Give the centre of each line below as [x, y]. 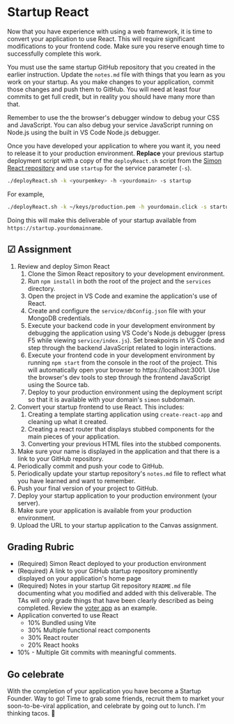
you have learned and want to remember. [76, 480]
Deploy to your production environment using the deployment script [125, 392]
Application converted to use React [68, 615]
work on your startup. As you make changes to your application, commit [111, 81]
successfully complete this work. [55, 54]
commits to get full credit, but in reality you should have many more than [111, 96]
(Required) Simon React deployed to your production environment [112, 564]
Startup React [48, 12]
